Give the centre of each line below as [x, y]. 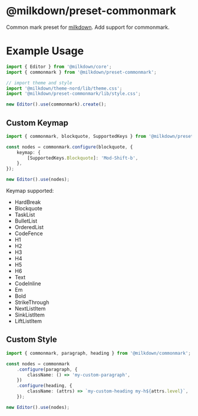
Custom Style [32, 340]
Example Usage [45, 51]
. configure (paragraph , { [47, 369]
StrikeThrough [32, 302]
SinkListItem [30, 315]
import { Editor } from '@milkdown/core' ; [59, 67]
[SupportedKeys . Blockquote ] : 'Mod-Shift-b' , [83, 158]
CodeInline [28, 283]
